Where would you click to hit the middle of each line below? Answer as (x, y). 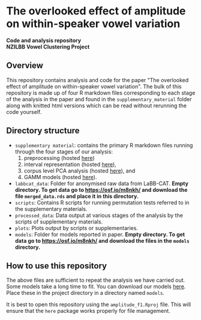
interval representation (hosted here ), (70, 164)
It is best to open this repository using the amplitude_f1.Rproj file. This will (98, 304)
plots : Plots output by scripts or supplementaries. (76, 228)
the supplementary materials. (51, 209)
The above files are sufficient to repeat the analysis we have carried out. (96, 280)
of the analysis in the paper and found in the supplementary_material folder (99, 99)
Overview (25, 66)
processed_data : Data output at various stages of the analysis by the (99, 215)
